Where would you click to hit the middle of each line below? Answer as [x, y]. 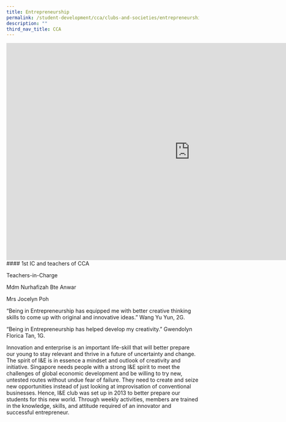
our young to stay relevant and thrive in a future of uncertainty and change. [101, 354]
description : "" [27, 23]
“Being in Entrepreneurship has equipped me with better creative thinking [99, 311]
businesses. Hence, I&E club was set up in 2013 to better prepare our [93, 393]
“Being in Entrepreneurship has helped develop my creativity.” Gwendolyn [99, 329]
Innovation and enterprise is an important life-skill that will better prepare [98, 347]
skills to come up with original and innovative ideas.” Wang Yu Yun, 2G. [96, 318]
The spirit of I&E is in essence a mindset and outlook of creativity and [94, 360]
